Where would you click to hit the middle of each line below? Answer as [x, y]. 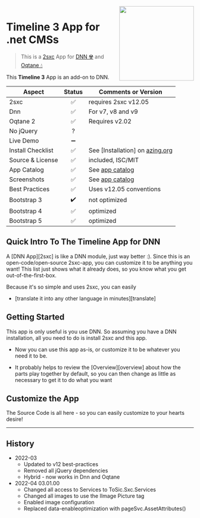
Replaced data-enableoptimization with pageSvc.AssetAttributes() [105, 508]
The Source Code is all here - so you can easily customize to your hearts [95, 413]
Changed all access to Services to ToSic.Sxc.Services [90, 490]
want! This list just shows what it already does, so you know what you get [96, 269]
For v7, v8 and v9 [113, 111]
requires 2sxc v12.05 [119, 102]
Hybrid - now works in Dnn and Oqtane [72, 477]
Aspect [34, 92]
